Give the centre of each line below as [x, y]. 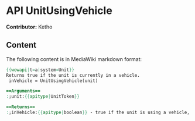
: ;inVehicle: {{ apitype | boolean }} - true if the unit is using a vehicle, [98, 112]
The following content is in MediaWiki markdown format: [74, 59]
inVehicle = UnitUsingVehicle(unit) [53, 81]
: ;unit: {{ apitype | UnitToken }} [43, 97]
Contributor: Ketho [29, 27]
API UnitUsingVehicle [59, 11]
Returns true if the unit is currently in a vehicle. [73, 75]
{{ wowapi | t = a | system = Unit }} [40, 70]
